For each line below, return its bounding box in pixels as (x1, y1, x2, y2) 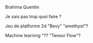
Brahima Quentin (5, 4, 40, 10)
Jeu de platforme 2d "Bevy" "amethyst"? (5, 23, 88, 29)
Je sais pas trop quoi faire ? (5, 14, 62, 19)
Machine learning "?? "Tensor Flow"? (5, 33, 81, 38)
